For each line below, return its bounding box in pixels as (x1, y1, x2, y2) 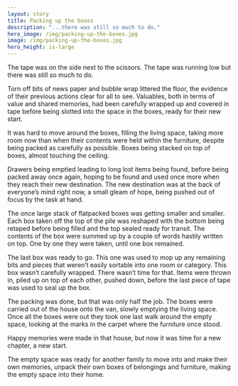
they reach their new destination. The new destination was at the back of (7, 180, 221, 189)
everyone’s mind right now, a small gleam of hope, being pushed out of (7, 188, 215, 196)
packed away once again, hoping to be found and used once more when (7, 172, 220, 181)
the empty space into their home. (7, 370, 104, 378)
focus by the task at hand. (7, 195, 84, 204)
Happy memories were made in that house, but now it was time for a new (7, 334, 222, 342)
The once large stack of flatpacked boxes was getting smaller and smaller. (7, 209, 225, 217)
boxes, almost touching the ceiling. (7, 151, 110, 160)
